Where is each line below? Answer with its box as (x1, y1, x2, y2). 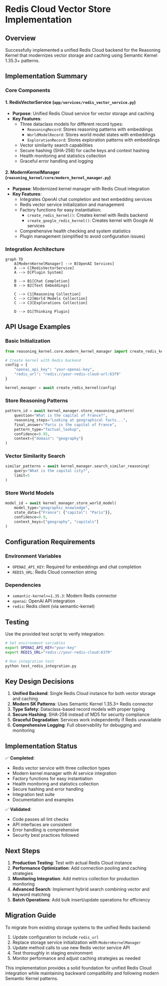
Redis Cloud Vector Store (5, 3, 111, 15)
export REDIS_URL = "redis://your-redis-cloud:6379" (5, 650, 112, 655)
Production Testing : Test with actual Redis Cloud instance (12, 860, 132, 866)
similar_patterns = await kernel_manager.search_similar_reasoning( (5, 464, 150, 469)
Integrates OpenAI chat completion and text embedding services (19, 196, 153, 202)
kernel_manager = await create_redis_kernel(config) (5, 385, 117, 390)
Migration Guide (5, 911, 56, 920)
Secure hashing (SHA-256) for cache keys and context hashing (19, 147, 150, 153)
